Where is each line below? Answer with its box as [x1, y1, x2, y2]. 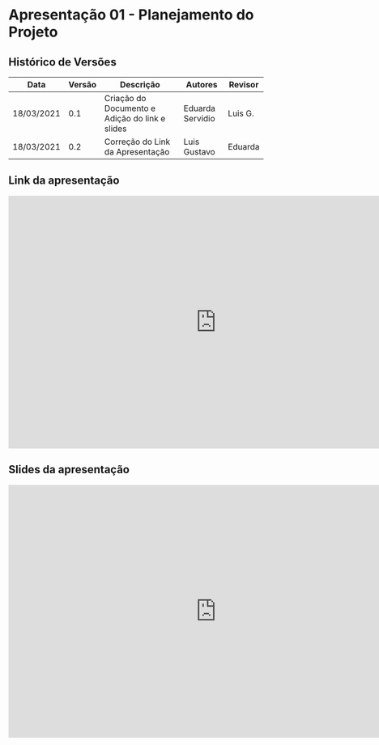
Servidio [183, 113, 216, 124]
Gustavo [183, 146, 216, 157]
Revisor [228, 79, 259, 90]
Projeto [8, 23, 58, 41]
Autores [185, 79, 218, 90]
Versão [68, 79, 97, 90]
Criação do [104, 93, 147, 104]
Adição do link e [104, 113, 166, 124]
